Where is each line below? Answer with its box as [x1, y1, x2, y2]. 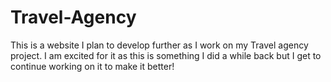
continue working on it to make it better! [10, 60, 175, 72]
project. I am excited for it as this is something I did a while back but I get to [10, 49, 322, 61]
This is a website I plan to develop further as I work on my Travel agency [10, 39, 309, 51]
